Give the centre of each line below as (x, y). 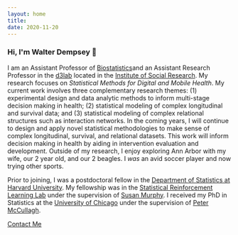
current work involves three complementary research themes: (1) (102, 90)
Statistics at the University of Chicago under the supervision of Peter (108, 202)
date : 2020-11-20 (33, 27)
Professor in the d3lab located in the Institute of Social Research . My (108, 75)
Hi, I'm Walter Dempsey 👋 (52, 52)
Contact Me (25, 224)
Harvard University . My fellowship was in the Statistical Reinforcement (110, 187)
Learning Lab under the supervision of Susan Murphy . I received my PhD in (117, 195)
